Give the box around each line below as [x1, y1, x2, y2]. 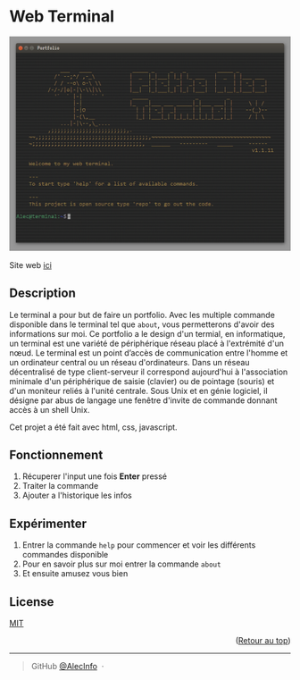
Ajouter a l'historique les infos [21, 490, 132, 501]
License [9, 594, 54, 609]
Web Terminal [9, 6, 114, 27]
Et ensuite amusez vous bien [21, 568, 129, 579]
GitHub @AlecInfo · [30, 661, 104, 672]
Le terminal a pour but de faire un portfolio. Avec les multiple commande [9, 309, 275, 320]
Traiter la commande [21, 481, 99, 491]
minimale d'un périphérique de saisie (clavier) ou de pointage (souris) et [9, 375, 275, 386]
